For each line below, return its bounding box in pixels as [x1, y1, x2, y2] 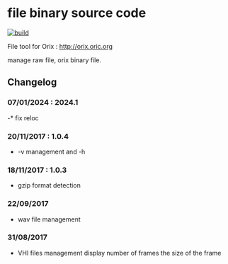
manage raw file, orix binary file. [7, 55, 101, 64]
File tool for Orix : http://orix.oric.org [7, 42, 113, 50]
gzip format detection [17, 181, 81, 190]
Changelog [7, 76, 57, 88]
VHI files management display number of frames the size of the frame [17, 248, 222, 257]
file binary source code [7, 5, 147, 21]
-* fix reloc [7, 113, 39, 122]
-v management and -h [17, 147, 86, 156]
